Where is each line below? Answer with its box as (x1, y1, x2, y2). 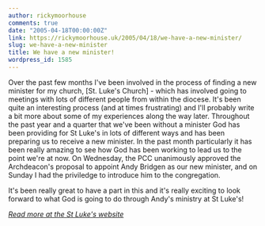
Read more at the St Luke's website (8, 209, 124, 219)
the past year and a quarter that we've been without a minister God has (8, 120, 240, 129)
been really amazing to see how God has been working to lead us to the (8, 144, 243, 155)
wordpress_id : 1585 (8, 56, 73, 64)
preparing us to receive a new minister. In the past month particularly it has (8, 136, 252, 146)
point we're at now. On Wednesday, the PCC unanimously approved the (8, 153, 241, 163)
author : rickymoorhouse (8, 11, 87, 20)
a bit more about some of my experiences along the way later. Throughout (8, 111, 250, 121)
